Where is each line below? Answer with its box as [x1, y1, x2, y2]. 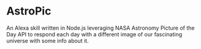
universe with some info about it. [6, 37, 89, 44]
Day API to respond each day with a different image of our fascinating [6, 30, 183, 38]
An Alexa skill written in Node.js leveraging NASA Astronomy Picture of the [6, 24, 195, 31]
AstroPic [6, 4, 51, 18]
